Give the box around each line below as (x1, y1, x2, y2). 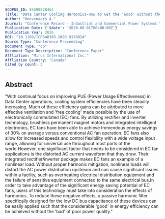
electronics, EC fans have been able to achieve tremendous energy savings (5, 125, 158, 130)
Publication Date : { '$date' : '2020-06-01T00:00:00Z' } (5, 26, 118, 31)
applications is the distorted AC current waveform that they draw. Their (5, 151, 149, 156)
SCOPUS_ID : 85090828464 (5, 7, 54, 12)
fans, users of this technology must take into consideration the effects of (5, 188, 152, 193)
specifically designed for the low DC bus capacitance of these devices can (5, 198, 157, 204)
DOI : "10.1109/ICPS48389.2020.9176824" (5, 35, 87, 40)
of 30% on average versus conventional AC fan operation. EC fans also (5, 130, 149, 136)
